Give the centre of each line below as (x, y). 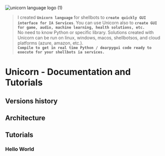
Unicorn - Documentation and (68, 72)
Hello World (20, 149)
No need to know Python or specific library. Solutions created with (85, 32)
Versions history (32, 101)
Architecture (25, 118)
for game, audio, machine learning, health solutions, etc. (81, 27)
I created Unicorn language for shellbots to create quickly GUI (82, 17)
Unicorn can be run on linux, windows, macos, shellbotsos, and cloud (89, 38)
